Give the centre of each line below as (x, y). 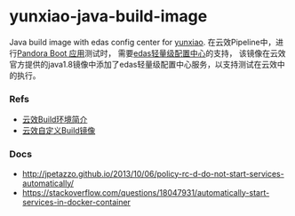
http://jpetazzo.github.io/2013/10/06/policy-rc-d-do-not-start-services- (153, 173)
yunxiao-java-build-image (108, 16)
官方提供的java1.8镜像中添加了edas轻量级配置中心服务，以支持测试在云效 (144, 64)
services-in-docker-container (76, 202)
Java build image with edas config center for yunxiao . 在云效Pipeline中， (143, 42)
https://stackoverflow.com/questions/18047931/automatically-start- (146, 192)
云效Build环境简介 (55, 120)
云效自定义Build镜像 (59, 131)
